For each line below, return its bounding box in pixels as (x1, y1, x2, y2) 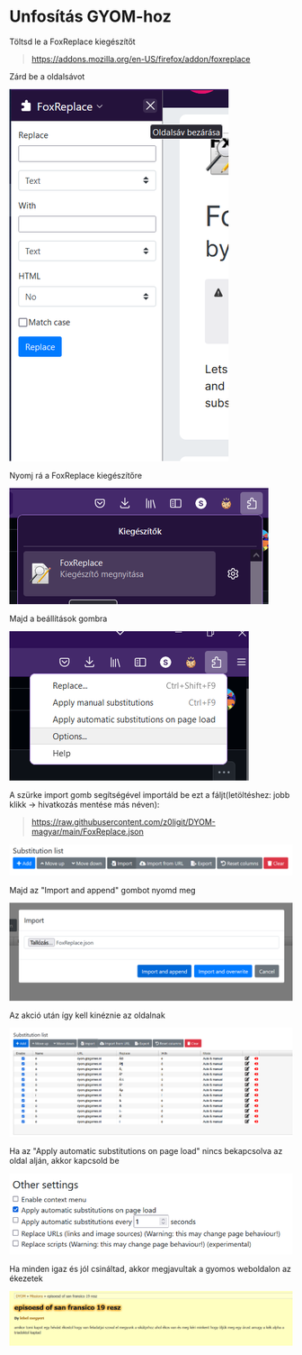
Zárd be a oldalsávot (9, 70, 85, 82)
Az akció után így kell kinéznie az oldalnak (9, 1010, 166, 1021)
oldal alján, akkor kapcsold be (9, 1155, 120, 1166)
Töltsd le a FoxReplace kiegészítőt (9, 36, 137, 47)
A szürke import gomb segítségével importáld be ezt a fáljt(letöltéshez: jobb (9, 789, 290, 800)
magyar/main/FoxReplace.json (31, 826, 144, 837)
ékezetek (9, 1273, 43, 1284)
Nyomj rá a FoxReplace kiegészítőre (9, 470, 142, 481)
